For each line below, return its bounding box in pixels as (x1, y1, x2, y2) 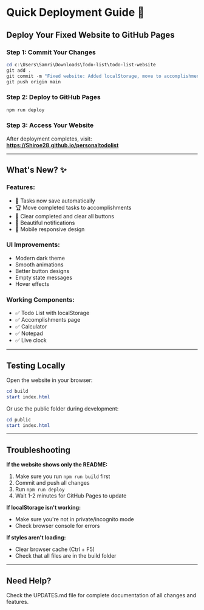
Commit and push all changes (15, 479, 90, 487)
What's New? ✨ (6, 165, 67, 175)
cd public (6, 417, 32, 423)
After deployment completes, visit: (6, 135, 92, 142)
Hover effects (15, 280, 50, 288)
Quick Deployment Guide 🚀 (6, 5, 144, 19)
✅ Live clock (15, 337, 47, 344)
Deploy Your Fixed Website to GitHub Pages (6, 30, 175, 40)
